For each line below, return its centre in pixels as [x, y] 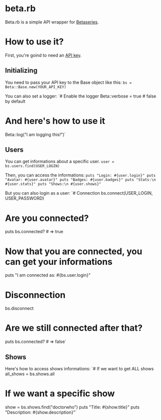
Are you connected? [47, 218]
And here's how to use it [55, 121]
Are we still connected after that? [74, 328]
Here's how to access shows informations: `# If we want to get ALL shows [80, 369]
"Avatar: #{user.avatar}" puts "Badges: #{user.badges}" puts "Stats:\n [80, 180]
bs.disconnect [20, 308]
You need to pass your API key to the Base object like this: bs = [68, 82]
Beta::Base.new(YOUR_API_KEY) [36, 87]
